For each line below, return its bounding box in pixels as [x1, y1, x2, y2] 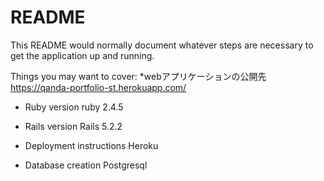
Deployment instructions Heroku [24, 139, 159, 151]
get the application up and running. [10, 49, 155, 61]
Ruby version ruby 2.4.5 [24, 101, 124, 113]
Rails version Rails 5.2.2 [24, 120, 123, 132]
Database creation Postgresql [24, 159, 148, 171]
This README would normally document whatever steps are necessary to [10, 39, 314, 51]
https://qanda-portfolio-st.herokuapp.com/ [10, 81, 187, 93]
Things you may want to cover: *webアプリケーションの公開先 [10, 70, 267, 82]
